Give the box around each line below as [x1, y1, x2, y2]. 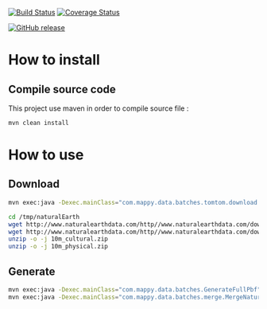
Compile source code [8, 82, 117, 96]
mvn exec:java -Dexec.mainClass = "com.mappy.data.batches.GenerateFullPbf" [8, 285, 261, 294]
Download [8, 178, 60, 191]
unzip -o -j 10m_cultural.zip [8, 235, 109, 243]
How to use [8, 146, 84, 164]
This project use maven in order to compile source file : [8, 104, 189, 113]
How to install [8, 51, 101, 69]
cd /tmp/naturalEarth [8, 213, 80, 221]
